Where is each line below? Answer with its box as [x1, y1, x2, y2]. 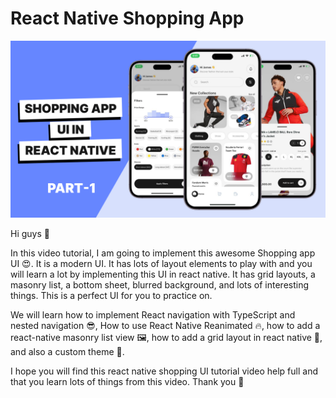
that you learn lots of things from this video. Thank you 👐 [10, 376, 245, 388]
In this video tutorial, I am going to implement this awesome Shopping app [10, 247, 316, 259]
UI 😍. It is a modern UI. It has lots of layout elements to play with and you [10, 258, 313, 270]
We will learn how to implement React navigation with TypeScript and [10, 309, 296, 321]
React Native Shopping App [10, 7, 245, 30]
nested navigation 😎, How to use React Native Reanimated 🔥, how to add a [10, 320, 321, 332]
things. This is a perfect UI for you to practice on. [10, 290, 213, 302]
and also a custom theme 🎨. [10, 346, 125, 358]
